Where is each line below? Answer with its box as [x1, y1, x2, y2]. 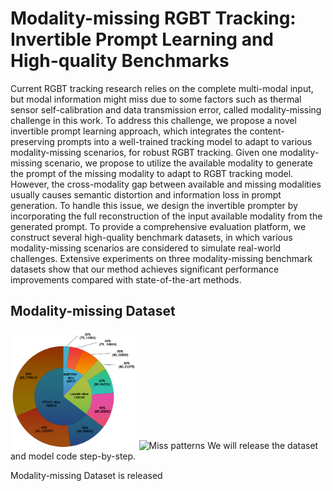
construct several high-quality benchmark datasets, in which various [10, 231, 293, 243]
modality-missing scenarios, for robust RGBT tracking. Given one [10, 146, 278, 158]
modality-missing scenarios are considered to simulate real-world [10, 242, 282, 254]
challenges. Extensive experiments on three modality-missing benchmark [10, 252, 313, 264]
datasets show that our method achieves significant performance [10, 263, 280, 275]
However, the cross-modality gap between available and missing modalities [10, 178, 322, 190]
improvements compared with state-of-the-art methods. [10, 273, 242, 286]
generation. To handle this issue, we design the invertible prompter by [10, 199, 298, 211]
